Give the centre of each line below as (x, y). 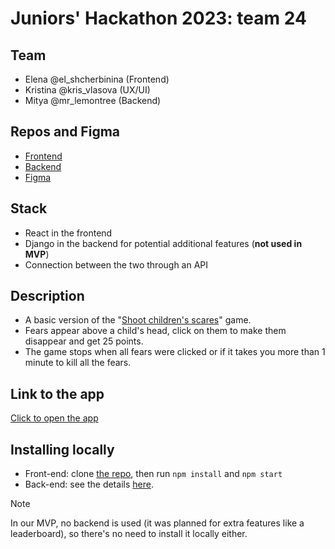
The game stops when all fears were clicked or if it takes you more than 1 (175, 352)
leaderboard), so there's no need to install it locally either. (129, 534)
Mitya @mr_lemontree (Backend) (93, 100)
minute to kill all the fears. (78, 363)
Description (47, 296)
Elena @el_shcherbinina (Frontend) (97, 79)
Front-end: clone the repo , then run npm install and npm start (153, 474)
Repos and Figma (65, 132)
